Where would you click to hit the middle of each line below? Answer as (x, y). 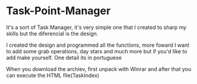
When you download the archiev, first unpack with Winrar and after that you (99, 69)
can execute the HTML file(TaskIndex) (53, 75)
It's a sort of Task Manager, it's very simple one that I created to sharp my (96, 27)
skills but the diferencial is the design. (52, 33)
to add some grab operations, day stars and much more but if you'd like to (97, 51)
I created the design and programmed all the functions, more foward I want (98, 45)
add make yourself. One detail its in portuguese (64, 57)
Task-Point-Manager (58, 11)
